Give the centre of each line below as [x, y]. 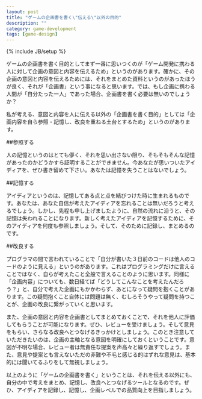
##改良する [20, 246]
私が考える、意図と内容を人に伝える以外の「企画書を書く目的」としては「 [98, 115]
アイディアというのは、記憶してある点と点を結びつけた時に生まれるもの [95, 196]
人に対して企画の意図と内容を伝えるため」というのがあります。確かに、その [101, 71]
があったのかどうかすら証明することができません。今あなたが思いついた [96, 163]
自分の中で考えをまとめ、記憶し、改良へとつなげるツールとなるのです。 [95, 383]
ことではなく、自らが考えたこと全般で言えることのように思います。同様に [98, 274]
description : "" [26, 23]
